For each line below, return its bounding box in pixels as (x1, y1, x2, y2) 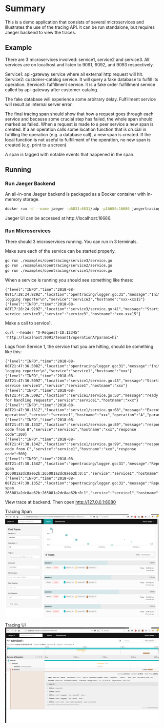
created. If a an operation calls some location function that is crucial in (5, 126, 146, 132)
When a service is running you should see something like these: (5, 277, 133, 283)
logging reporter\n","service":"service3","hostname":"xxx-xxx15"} (5, 297, 145, 302)
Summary (5, 3, 45, 14)
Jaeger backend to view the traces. (5, 29, 77, 35)
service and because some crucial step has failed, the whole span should (5, 116, 153, 122)
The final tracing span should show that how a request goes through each (5, 111, 154, 117)
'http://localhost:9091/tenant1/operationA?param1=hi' (5, 335, 119, 340)
